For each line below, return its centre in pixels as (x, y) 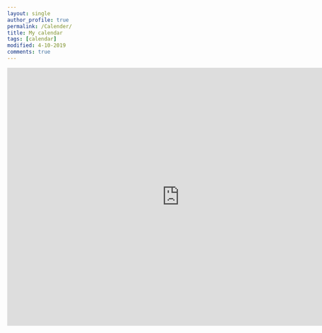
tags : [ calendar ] (32, 39)
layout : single (29, 13)
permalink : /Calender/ (40, 26)
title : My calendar (35, 33)
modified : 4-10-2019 (37, 45)
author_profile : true (38, 20)
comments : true (29, 52)
